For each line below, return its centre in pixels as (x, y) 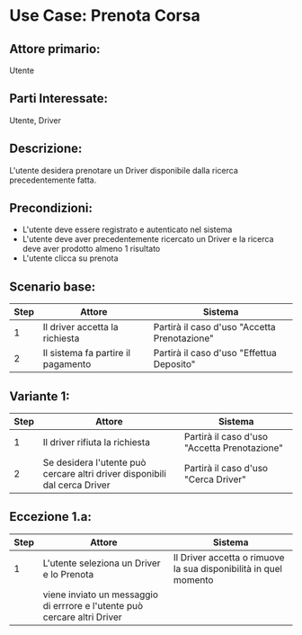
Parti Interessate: (59, 98)
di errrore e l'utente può (93, 605)
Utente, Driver (35, 120)
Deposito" (174, 364)
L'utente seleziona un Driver (102, 563)
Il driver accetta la (80, 327)
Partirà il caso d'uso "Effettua (215, 353)
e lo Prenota (68, 574)
